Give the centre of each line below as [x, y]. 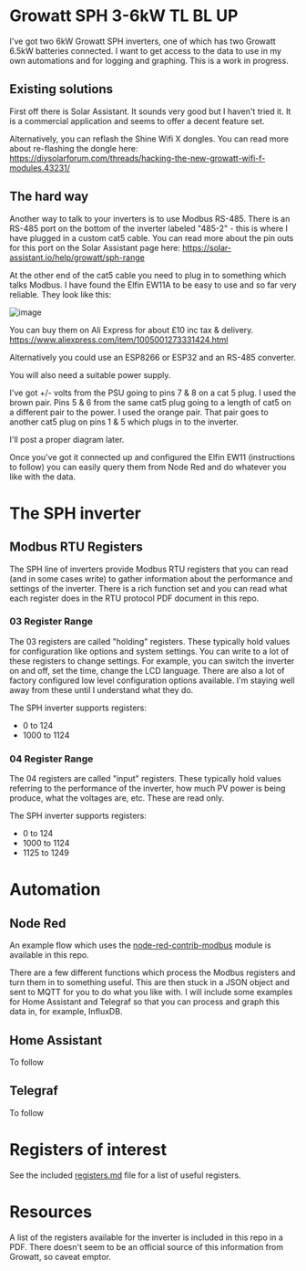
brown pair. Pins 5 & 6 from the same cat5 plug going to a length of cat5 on [150, 402]
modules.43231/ [40, 168]
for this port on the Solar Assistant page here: [95, 247]
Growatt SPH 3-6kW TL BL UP [124, 16]
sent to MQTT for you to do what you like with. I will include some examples [151, 993]
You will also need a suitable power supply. [90, 374]
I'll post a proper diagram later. [67, 439]
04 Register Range [51, 759]
